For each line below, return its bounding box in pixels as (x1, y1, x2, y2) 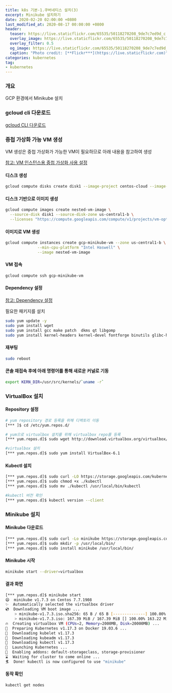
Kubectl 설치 (5, 462, 32, 468)
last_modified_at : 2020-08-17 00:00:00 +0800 (5, 22, 104, 27)
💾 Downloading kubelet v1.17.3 (5, 630, 74, 636)
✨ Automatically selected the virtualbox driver (5, 602, 114, 607)
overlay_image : (10, 36, 42, 42)
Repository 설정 (5, 406, 39, 413)
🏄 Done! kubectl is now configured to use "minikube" (5, 659, 126, 664)
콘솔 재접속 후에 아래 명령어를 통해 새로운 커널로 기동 (5, 368, 109, 374)
